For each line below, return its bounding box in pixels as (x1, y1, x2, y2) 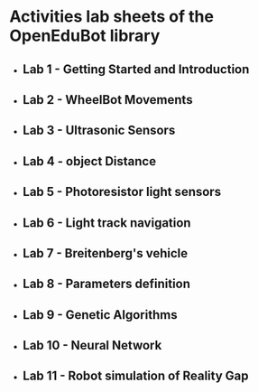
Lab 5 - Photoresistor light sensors (22, 184, 222, 200)
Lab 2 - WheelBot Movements (22, 92, 193, 107)
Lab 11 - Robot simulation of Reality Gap (22, 369, 250, 384)
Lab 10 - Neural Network (22, 338, 162, 353)
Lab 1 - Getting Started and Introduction (22, 61, 250, 77)
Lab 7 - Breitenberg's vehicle (22, 246, 189, 261)
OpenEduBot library (9, 25, 161, 46)
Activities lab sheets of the (9, 6, 215, 27)
